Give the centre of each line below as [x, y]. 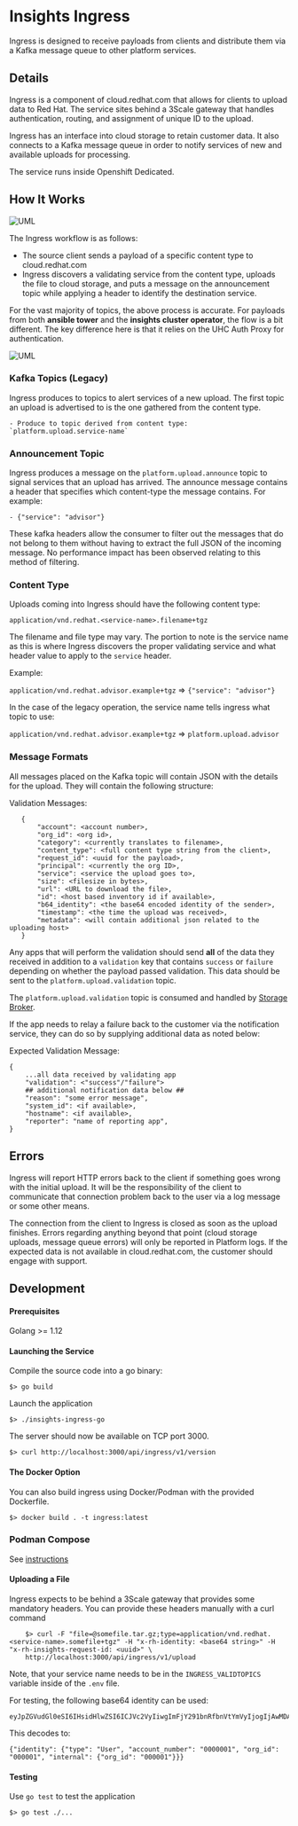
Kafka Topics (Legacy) [59, 379]
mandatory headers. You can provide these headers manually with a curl [142, 1609]
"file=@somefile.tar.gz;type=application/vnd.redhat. [170, 1634]
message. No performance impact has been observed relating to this [135, 553]
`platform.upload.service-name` [69, 431]
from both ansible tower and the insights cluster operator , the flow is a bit [146, 319]
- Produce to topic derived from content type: [99, 423]
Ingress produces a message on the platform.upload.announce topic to [138, 473]
